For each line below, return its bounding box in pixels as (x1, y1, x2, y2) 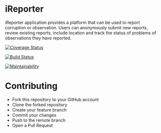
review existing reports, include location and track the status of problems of (5, 30, 157, 36)
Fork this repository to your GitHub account (12, 96, 99, 102)
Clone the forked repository (12, 101, 67, 108)
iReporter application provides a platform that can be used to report (5, 19, 140, 25)
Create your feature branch (12, 107, 67, 113)
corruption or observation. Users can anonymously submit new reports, (5, 24, 148, 30)
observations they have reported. (5, 35, 72, 41)
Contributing (5, 80, 58, 92)
